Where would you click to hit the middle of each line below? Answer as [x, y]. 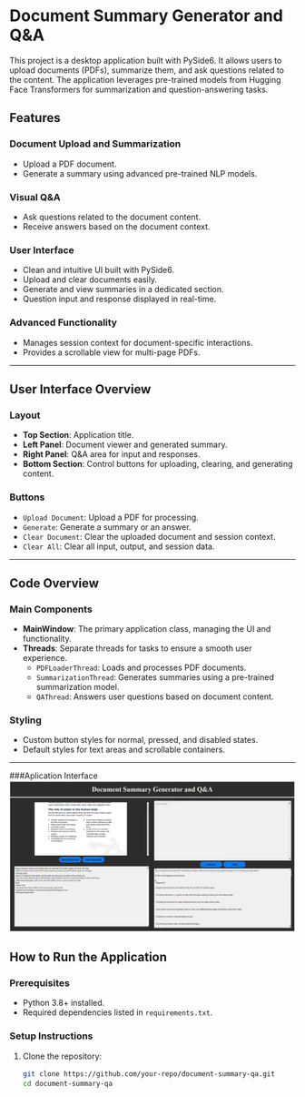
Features [35, 118]
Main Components [51, 609]
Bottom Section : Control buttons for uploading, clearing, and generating [157, 464]
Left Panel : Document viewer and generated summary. [125, 445]
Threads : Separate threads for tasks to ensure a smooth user [137, 648]
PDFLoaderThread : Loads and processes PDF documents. [141, 668]
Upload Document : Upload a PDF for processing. [111, 517]
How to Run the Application [89, 957]
